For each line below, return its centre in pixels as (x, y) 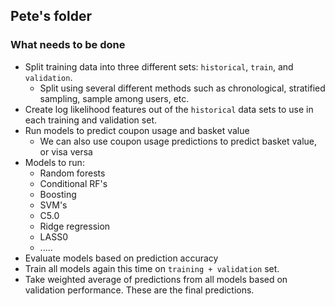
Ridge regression (75, 226)
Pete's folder (51, 16)
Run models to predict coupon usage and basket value (137, 130)
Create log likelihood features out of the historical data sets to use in (169, 109)
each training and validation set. (90, 120)
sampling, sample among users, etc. (114, 98)
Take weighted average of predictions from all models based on (156, 279)
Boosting (58, 194)
